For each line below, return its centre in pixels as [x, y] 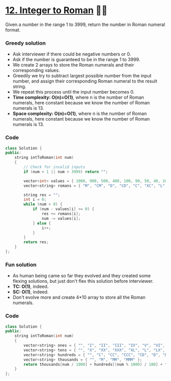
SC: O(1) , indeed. [31, 292]
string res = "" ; [42, 195]
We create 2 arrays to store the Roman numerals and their [73, 65]
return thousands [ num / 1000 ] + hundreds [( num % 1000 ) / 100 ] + [93, 364]
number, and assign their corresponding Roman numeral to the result [85, 81]
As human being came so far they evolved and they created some [82, 276]
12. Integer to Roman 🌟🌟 [56, 10]
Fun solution [21, 265]
